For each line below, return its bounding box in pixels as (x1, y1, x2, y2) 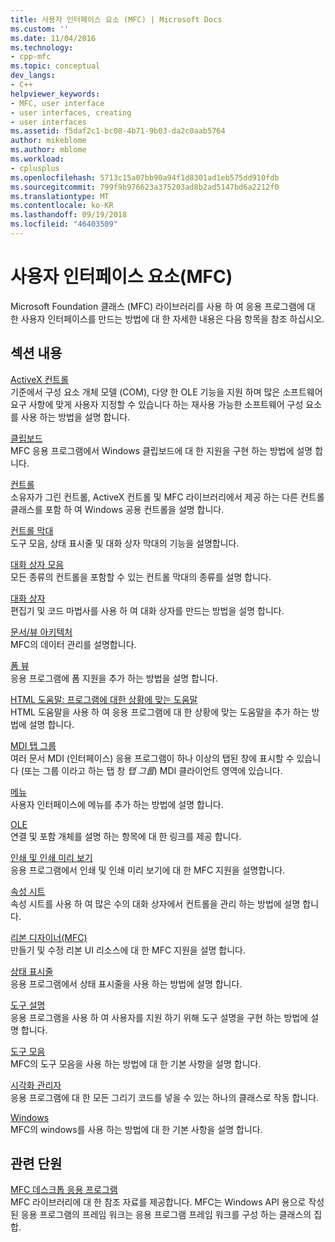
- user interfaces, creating (10, 107, 132, 118)
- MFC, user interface (10, 98, 105, 108)
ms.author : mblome (10, 145, 87, 155)
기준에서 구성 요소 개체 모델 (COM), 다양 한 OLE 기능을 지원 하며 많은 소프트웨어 (10, 386, 323, 398)
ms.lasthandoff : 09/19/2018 (10, 210, 128, 220)
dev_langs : (10, 71, 56, 81)
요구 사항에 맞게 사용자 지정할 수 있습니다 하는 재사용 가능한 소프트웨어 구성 (10, 398, 304, 410)
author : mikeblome (10, 136, 87, 146)
